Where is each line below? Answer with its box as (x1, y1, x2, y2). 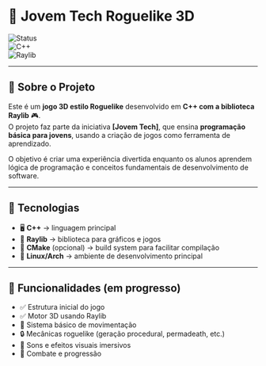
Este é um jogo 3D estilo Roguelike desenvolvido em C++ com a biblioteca (8, 101, 255, 111)
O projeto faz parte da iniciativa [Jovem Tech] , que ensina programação (8, 122, 245, 132)
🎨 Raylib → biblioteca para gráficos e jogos (19, 234, 161, 244)
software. (8, 170, 40, 181)
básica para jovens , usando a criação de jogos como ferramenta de (8, 130, 231, 139)
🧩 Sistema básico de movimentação (19, 320, 137, 330)
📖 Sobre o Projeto (8, 81, 96, 94)
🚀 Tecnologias (8, 201, 80, 215)
